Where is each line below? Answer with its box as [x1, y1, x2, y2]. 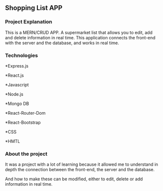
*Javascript [5, 82, 29, 87]
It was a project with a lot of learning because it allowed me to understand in [5, 161, 158, 167]
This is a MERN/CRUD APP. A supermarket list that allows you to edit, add [5, 29, 153, 35]
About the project [5, 150, 48, 157]
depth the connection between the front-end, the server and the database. [5, 167, 155, 173]
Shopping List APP [5, 4, 63, 12]
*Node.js [5, 91, 23, 97]
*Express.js [5, 63, 29, 69]
